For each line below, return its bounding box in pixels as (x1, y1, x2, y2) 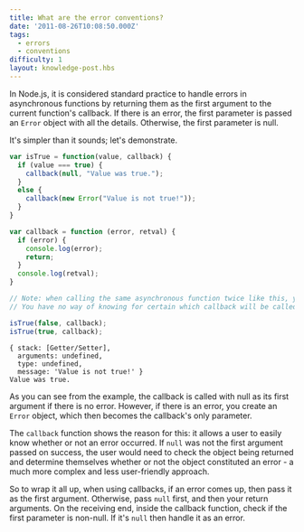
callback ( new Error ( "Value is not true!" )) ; (25, 194, 196, 203)
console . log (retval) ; (17, 269, 100, 278)
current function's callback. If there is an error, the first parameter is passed (9, 107, 292, 118)
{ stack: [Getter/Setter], (9, 343, 111, 352)
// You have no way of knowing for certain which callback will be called (9, 302, 298, 312)
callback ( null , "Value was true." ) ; (25, 169, 165, 178)
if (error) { (17, 236, 67, 245)
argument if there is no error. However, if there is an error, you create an (9, 400, 278, 411)
